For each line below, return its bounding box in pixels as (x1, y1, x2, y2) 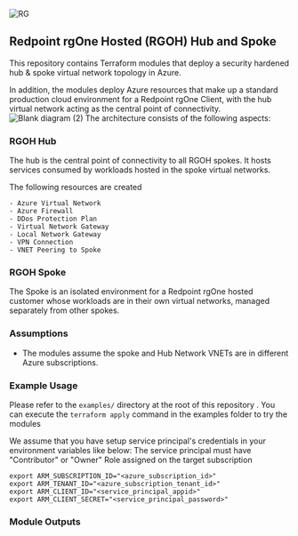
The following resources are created (9, 182, 142, 193)
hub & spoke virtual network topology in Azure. (9, 67, 182, 77)
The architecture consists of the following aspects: (85, 112, 271, 124)
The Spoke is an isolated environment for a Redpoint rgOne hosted (9, 286, 254, 297)
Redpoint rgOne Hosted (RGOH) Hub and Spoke (9, 34, 278, 49)
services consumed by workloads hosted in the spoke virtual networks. (9, 164, 271, 175)
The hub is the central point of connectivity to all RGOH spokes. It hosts (9, 156, 271, 166)
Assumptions (9, 327, 68, 340)
